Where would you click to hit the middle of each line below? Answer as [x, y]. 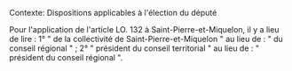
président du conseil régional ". [66, 57]
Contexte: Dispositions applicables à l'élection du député [113, 13]
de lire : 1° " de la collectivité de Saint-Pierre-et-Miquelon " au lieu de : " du [146, 39]
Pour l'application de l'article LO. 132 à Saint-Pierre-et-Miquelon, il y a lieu [144, 29]
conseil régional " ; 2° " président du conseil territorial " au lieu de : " [134, 48]
